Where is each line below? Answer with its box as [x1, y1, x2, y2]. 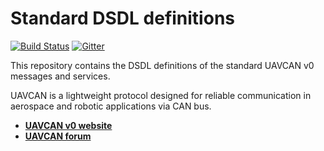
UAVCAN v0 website [24, 119, 113, 131]
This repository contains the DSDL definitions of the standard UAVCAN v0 [10, 59, 315, 71]
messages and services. [10, 70, 111, 82]
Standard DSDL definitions [10, 7, 235, 30]
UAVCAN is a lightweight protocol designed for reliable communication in [10, 89, 312, 101]
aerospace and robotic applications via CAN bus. [10, 100, 212, 112]
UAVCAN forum [24, 130, 92, 142]
